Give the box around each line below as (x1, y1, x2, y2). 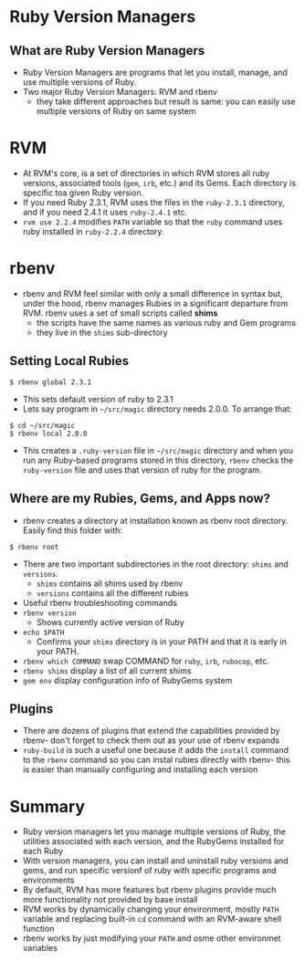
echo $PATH (22, 628, 65, 637)
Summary (9, 796, 85, 817)
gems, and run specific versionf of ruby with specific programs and (22, 865, 277, 876)
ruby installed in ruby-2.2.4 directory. (22, 225, 164, 236)
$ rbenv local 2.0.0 (9, 429, 89, 438)
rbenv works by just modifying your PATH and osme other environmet (22, 933, 281, 944)
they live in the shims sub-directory (36, 327, 168, 338)
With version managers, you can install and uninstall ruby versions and (22, 855, 289, 866)
